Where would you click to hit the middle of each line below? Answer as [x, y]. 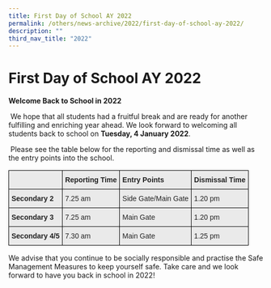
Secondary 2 [33, 199]
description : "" [36, 31]
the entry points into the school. [61, 158]
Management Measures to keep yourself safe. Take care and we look [123, 267]
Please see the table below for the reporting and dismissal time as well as [132, 150]
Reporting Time [91, 180]
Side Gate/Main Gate [156, 199]
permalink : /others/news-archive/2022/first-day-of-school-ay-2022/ [126, 23]
